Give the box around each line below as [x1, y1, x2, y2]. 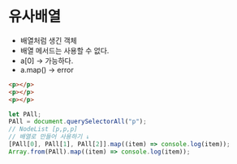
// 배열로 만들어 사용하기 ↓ [8, 132, 90, 141]
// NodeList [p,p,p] [8, 125, 79, 133]
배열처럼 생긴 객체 [19, 36, 77, 45]
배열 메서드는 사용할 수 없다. [19, 45, 110, 55]
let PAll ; [8, 110, 42, 118]
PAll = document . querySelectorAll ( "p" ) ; [8, 118, 148, 126]
